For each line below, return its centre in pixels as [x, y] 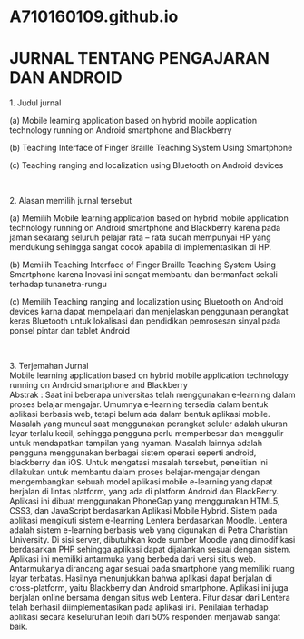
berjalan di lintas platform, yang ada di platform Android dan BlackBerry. [144, 492]
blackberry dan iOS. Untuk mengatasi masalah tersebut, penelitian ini [138, 463]
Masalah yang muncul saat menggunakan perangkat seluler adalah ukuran [148, 424]
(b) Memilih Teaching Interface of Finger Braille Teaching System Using [143, 265]
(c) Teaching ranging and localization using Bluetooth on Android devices [147, 165]
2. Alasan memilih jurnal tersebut [71, 201]
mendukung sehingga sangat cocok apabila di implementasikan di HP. [141, 247]
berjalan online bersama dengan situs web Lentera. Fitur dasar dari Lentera [150, 598]
